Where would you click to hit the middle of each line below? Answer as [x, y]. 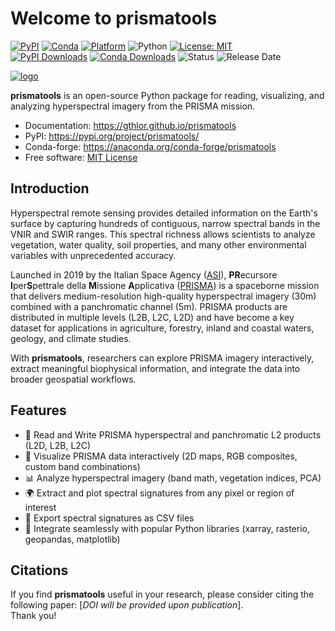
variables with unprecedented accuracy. [93, 255]
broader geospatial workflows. [73, 379]
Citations [39, 570]
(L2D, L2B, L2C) [58, 445]
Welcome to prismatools [114, 18]
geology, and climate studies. [71, 338]
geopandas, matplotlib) [72, 539]
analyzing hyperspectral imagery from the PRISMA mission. [133, 106]
